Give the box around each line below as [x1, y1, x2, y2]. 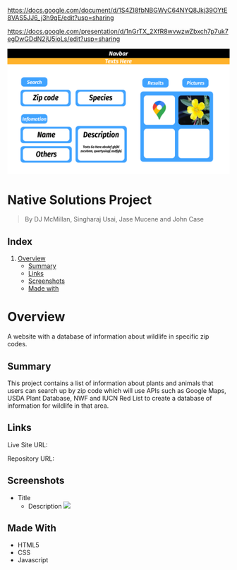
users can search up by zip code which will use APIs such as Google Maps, [7, 387, 227, 394]
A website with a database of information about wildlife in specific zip [7, 332, 209, 341]
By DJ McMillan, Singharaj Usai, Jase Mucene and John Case [24, 215, 205, 224]
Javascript [17, 556, 49, 564]
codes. [7, 340, 28, 348]
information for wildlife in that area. [7, 401, 109, 410]
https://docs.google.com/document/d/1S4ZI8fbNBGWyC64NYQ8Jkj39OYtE [7, 6, 228, 14]
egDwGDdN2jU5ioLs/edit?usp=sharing [7, 35, 121, 43]
